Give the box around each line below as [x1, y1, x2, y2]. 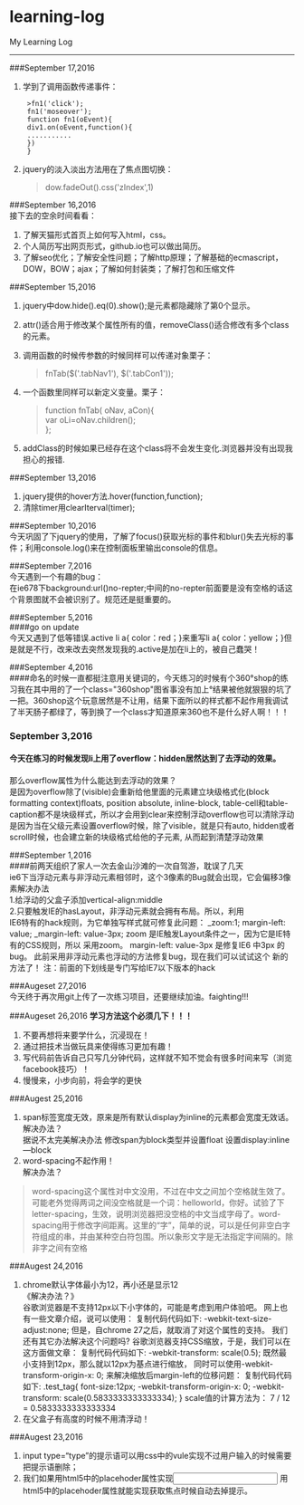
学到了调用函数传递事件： [22, 81, 119, 91]
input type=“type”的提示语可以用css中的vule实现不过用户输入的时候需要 [22, 1451, 292, 1462]
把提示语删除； [22, 1462, 79, 1472]
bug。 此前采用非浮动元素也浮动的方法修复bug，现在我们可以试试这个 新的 [9, 951, 289, 962]
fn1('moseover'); [26, 107, 92, 116]
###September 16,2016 [9, 199, 97, 210]
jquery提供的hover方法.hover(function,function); [22, 491, 204, 502]
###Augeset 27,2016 [9, 981, 87, 992]
